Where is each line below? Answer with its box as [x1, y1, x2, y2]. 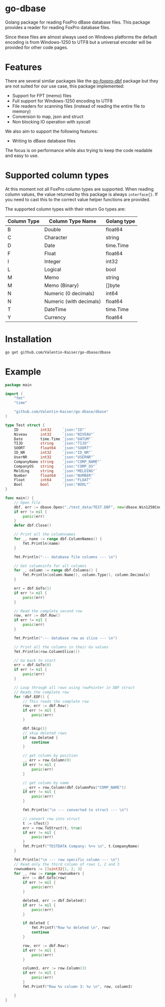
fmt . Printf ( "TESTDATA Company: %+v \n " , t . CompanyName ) [23, 844, 139, 849]
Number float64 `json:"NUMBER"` [14, 473, 96, 478]
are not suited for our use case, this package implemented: [5, 83, 124, 89]
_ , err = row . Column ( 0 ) [23, 758, 71, 763]
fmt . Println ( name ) [23, 541, 60, 546]
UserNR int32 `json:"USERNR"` [14, 455, 96, 460]
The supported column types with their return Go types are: [5, 206, 126, 212]
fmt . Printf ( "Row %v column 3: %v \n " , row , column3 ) [23, 984, 133, 989]
